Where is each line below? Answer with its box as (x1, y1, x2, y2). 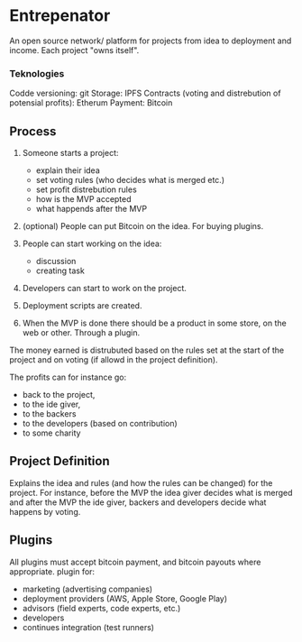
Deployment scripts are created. (22, 300, 142, 311)
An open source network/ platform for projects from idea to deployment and (9, 35, 292, 46)
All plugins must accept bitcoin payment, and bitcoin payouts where (9, 556, 261, 567)
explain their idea (35, 165, 101, 176)
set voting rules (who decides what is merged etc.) (35, 175, 225, 186)
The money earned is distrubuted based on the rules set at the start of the (9, 344, 285, 356)
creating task (35, 265, 86, 276)
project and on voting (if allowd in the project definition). (9, 354, 218, 365)
